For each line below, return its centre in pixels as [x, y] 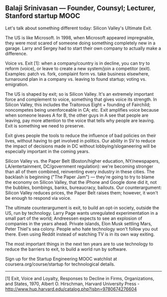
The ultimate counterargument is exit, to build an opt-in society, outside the [82, 208]
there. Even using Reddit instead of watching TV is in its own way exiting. [80, 234]
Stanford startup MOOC [43, 16]
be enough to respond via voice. [38, 198]
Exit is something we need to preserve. [45, 126]
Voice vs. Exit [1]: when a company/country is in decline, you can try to [78, 63]
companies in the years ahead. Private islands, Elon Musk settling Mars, [79, 223]
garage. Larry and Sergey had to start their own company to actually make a [83, 48]
